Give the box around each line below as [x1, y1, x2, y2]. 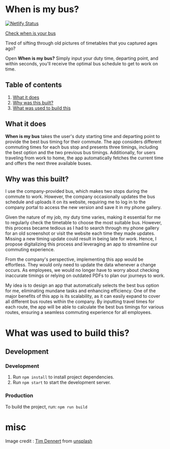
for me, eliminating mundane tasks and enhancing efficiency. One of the [5, 288, 156, 294]
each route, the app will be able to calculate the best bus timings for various [5, 304, 164, 310]
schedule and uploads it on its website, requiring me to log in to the [5, 199, 146, 205]
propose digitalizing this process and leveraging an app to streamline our [5, 241, 158, 247]
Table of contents [5, 81, 62, 89]
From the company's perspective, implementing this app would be [5, 256, 144, 262]
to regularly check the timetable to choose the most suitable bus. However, [5, 220, 162, 226]
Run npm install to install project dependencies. [12, 374, 114, 380]
